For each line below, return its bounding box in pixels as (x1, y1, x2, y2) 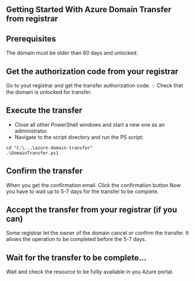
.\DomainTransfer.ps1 (6, 150, 59, 156)
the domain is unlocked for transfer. (6, 89, 92, 96)
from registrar (6, 14, 59, 24)
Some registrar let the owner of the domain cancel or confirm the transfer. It (6, 229, 189, 236)
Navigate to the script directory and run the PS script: (14, 133, 144, 140)
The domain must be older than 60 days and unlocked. (6, 49, 138, 56)
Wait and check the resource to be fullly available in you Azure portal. (6, 268, 174, 275)
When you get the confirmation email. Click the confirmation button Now (6, 181, 181, 188)
